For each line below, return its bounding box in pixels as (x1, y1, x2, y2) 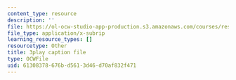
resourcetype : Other (7, 42, 68, 49)
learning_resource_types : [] (7, 36, 93, 43)
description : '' (7, 17, 55, 24)
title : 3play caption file (7, 49, 86, 56)
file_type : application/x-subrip (7, 29, 105, 37)
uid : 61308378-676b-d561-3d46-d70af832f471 (7, 62, 137, 69)
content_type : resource (7, 10, 77, 17)
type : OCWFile (7, 56, 49, 63)
